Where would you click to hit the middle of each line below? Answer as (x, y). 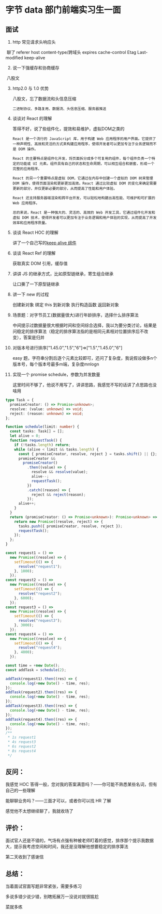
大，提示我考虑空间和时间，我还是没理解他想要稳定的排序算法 (67, 847)
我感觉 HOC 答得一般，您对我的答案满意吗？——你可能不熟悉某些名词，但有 (81, 784)
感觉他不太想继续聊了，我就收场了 (39, 811)
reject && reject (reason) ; (59, 495)
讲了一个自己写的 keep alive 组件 (44, 243)
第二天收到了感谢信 (25, 857)
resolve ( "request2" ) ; (40, 593)
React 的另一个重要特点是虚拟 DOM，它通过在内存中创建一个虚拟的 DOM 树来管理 (83, 178)
